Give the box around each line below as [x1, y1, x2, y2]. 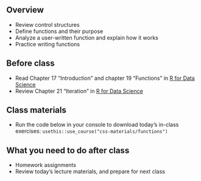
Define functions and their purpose [15, 27, 104, 35]
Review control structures [15, 21, 80, 28]
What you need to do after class [6, 145, 130, 155]
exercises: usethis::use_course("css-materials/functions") [15, 127, 168, 135]
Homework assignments [15, 161, 76, 169]
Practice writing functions [15, 40, 80, 48]
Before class [6, 58, 55, 69]
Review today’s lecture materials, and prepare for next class [15, 168, 166, 176]
